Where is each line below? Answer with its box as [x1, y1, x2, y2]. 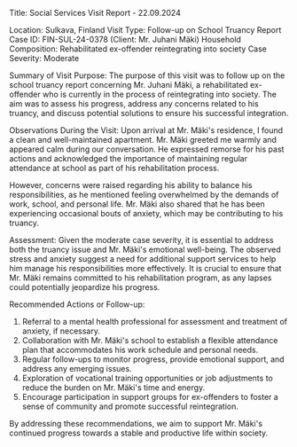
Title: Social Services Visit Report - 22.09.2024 [9, 8, 182, 18]
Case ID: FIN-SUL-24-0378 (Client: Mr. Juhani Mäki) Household [9, 35, 242, 44]
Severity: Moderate [9, 53, 80, 63]
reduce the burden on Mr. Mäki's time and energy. [21, 382, 206, 393]
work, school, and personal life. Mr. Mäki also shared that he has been [9, 199, 266, 209]
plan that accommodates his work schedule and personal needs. [21, 345, 259, 355]
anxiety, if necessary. [21, 325, 100, 336]
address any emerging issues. [21, 364, 132, 373]
